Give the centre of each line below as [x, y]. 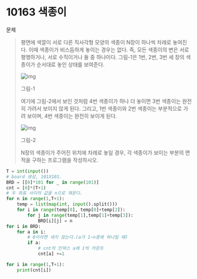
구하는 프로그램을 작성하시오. [65, 160]
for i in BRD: [24, 226]
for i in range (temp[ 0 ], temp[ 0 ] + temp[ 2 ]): [71, 210]
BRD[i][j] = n [55, 221]
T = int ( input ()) [28, 171]
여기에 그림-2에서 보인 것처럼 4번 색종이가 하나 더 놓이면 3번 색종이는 [101, 101]
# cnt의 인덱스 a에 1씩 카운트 [71, 248]
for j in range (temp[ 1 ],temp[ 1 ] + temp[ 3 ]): [80, 215]
